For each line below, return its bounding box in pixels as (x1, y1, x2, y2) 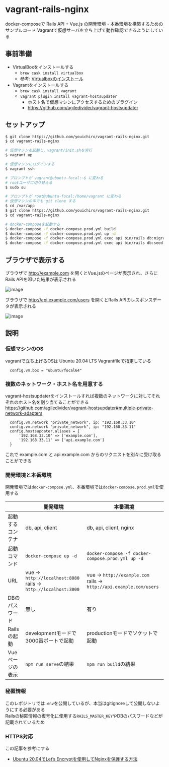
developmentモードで (25, 630, 77, 637)
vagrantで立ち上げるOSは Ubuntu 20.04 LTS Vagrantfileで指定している (5, 358, 151, 364)
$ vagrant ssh (5, 166, 35, 171)
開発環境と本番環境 (5, 471, 52, 478)
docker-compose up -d (25, 553, 77, 559)
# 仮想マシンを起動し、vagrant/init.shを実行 (5, 148, 93, 153)
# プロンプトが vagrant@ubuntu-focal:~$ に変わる (5, 175, 104, 180)
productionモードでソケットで (87, 630, 158, 637)
